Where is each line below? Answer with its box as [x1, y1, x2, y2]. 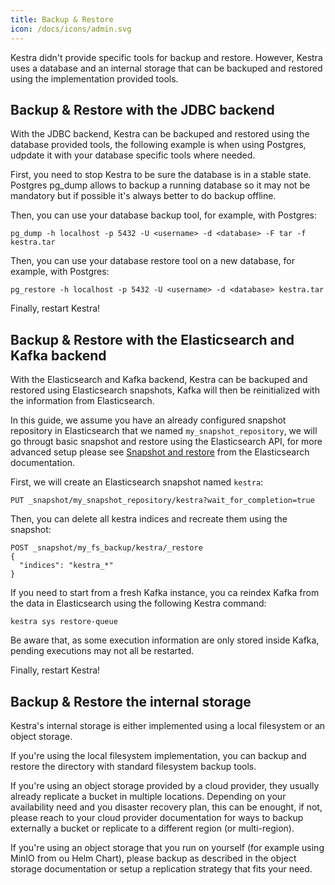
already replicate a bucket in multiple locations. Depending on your [10, 790, 287, 802]
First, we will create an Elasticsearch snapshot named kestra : [10, 476, 264, 488]
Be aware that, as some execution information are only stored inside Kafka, [10, 634, 320, 646]
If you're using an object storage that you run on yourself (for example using [10, 841, 325, 853]
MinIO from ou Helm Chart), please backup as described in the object [10, 852, 297, 864]
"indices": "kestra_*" [19, 561, 114, 571]
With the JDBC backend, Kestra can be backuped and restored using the [10, 128, 310, 140]
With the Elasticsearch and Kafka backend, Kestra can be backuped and [10, 374, 308, 386]
